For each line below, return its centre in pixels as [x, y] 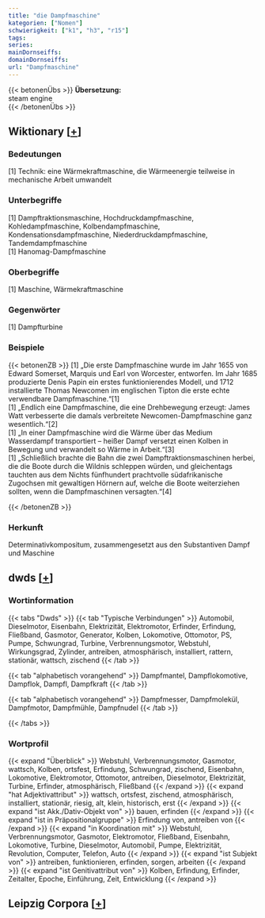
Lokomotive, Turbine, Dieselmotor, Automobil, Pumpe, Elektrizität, [115, 845]
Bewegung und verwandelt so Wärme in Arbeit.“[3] [91, 449]
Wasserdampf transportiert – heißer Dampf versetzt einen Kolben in [118, 440]
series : [21, 45]
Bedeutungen [35, 154]
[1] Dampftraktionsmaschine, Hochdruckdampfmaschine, [101, 217]
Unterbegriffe [35, 201]
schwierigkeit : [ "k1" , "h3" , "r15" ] [68, 30]
